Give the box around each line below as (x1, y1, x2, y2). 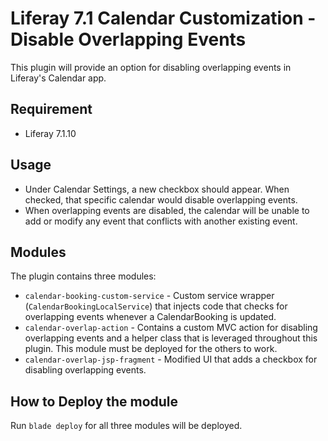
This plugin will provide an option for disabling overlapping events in (10, 61, 292, 73)
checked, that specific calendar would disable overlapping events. (24, 193, 298, 206)
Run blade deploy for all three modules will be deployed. (10, 420, 243, 432)
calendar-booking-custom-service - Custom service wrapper (24, 290, 275, 302)
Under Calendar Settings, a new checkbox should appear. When (24, 183, 290, 195)
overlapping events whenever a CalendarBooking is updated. (24, 311, 277, 323)
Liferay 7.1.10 (24, 127, 77, 139)
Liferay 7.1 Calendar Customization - (10, 7, 317, 30)
